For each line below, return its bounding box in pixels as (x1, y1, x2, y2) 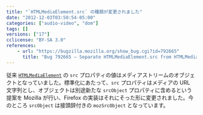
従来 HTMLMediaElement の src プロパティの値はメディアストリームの (6, 71, 174, 79)
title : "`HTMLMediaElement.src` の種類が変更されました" (6, 8, 143, 15)
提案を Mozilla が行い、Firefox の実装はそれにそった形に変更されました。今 (6, 94, 194, 101)
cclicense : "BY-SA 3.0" (6, 37, 66, 43)
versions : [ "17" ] (6, 31, 50, 38)
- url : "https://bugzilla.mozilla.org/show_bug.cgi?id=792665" (17, 48, 180, 54)
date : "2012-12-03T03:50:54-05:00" (6, 15, 96, 21)
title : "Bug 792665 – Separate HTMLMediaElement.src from (22, 54, 172, 60)
